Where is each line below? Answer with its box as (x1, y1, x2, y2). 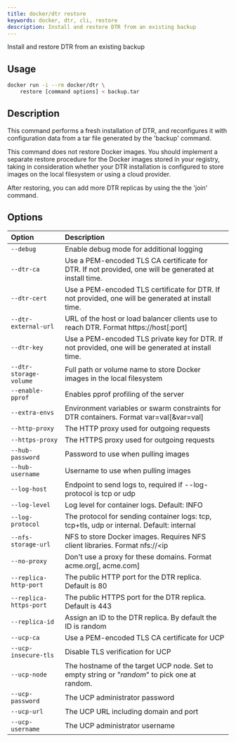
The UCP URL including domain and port (64, 706, 199, 716)
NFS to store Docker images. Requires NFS (64, 532, 206, 542)
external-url (11, 322, 55, 331)
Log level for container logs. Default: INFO (64, 500, 203, 510)
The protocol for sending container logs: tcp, (64, 511, 212, 521)
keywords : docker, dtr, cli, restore (7, 17, 118, 24)
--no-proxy (11, 557, 47, 565)
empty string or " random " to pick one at (64, 670, 197, 679)
